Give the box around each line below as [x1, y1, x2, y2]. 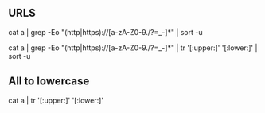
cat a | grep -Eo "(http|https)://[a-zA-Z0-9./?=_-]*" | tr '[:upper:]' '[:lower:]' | [8, 43, 258, 53]
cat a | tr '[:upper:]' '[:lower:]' [8, 95, 104, 105]
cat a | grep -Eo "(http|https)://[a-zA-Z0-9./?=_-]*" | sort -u [8, 27, 203, 37]
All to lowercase [8, 75, 90, 88]
